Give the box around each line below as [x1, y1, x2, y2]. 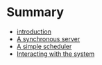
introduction [16, 27, 51, 36]
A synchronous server [16, 34, 80, 43]
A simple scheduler [16, 42, 72, 50]
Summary [6, 4, 64, 20]
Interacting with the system [16, 50, 95, 58]
